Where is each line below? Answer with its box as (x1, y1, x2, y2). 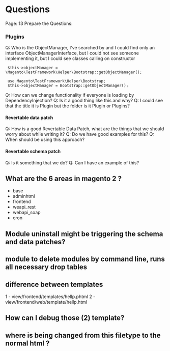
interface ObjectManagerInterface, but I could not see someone (5, 50, 139, 56)
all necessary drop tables (5, 263, 88, 272)
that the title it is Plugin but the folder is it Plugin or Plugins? (5, 103, 130, 109)
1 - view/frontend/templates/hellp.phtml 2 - (5, 294, 96, 300)
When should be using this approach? (5, 136, 85, 143)
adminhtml (12, 193, 35, 199)
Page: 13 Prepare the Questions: (5, 20, 73, 26)
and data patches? (5, 238, 66, 246)
